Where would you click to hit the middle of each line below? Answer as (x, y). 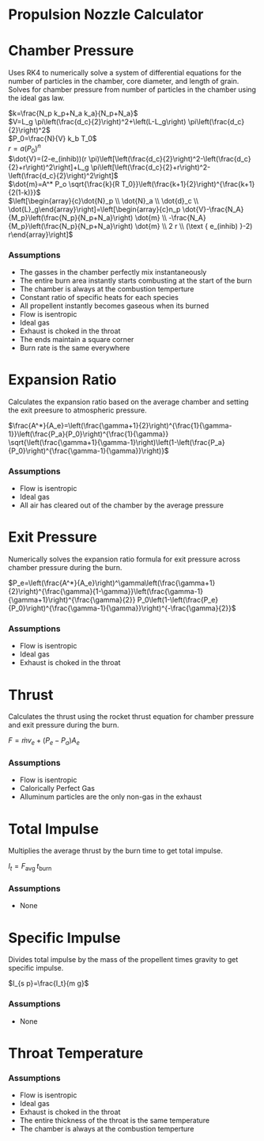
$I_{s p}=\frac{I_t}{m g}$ (49, 983)
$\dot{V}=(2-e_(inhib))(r (47, 158)
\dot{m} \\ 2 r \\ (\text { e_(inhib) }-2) (194, 226)
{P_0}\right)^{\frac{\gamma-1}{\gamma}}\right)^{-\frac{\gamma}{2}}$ (122, 608)
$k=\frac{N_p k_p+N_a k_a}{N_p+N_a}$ (73, 113)
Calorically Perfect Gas (57, 789)
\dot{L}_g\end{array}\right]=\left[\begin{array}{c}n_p (94, 209)
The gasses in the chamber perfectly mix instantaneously (113, 272)
